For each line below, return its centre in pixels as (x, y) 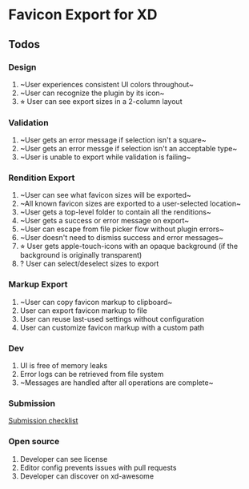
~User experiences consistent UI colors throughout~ (106, 84)
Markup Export (38, 284)
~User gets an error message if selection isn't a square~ (113, 140)
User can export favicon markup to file (84, 311)
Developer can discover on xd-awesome (87, 476)
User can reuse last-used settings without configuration (112, 319)
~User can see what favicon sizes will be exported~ (106, 195)
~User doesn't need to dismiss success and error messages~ (122, 238)
